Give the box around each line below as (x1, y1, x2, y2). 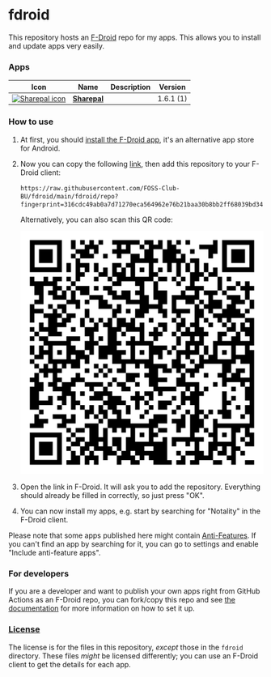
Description (110, 82, 151, 92)
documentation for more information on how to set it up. (8, 603, 196, 613)
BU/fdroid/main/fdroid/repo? (19, 192, 119, 200)
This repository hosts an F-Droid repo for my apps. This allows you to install (8, 32, 261, 42)
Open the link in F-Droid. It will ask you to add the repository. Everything (19, 482, 260, 492)
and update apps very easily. (8, 40, 105, 50)
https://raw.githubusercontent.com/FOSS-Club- (19, 184, 180, 192)
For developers (8, 568, 70, 579)
